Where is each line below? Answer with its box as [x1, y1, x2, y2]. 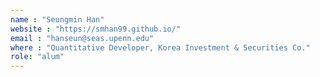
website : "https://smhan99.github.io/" [10, 24, 182, 34]
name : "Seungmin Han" [10, 14, 105, 25]
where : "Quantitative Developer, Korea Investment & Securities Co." [10, 42, 311, 53]
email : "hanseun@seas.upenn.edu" [10, 33, 155, 43]
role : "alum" [10, 52, 65, 62]
